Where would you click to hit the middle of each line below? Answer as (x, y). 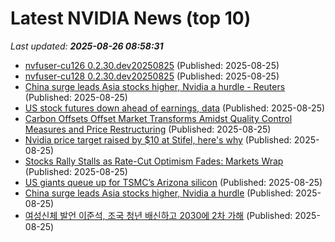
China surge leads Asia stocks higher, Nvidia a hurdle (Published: (159, 193)
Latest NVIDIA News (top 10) (131, 18)
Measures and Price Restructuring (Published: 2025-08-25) (148, 129)
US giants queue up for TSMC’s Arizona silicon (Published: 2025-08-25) (173, 182)
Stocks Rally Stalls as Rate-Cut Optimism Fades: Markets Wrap (154, 161)
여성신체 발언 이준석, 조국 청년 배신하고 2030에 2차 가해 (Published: (158, 215)
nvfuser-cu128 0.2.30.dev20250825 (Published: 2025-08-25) (152, 76)
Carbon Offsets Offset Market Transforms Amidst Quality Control (158, 118)
